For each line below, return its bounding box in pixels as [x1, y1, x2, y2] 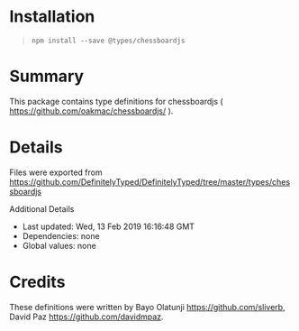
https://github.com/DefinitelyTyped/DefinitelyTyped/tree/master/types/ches [9, 176, 291, 187]
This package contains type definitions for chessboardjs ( [9, 96, 223, 106]
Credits [9, 272, 66, 292]
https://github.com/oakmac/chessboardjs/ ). [9, 106, 174, 116]
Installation [9, 6, 95, 27]
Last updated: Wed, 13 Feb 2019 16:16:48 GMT [22, 221, 195, 232]
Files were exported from [9, 167, 103, 178]
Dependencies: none [22, 230, 101, 241]
